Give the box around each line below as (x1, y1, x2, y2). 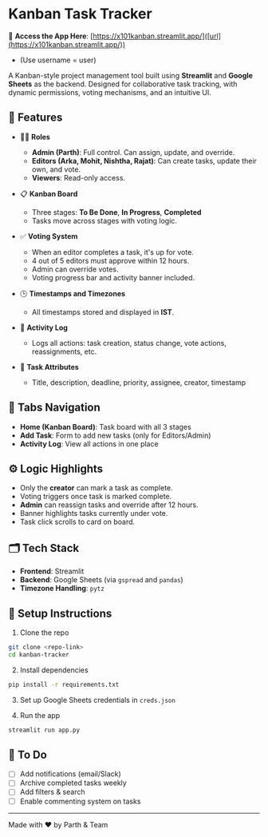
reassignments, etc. (31, 347, 97, 356)
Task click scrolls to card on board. (19, 517, 136, 527)
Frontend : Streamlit (19, 566, 85, 576)
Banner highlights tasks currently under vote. (19, 509, 168, 518)
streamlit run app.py (8, 726, 81, 734)
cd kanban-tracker (8, 650, 69, 659)
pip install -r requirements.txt (8, 680, 120, 688)
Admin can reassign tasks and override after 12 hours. (19, 500, 199, 510)
